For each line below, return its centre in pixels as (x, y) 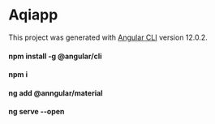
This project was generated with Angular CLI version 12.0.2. (108, 37)
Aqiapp (33, 15)
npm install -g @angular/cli (56, 56)
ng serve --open (37, 112)
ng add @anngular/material (56, 93)
